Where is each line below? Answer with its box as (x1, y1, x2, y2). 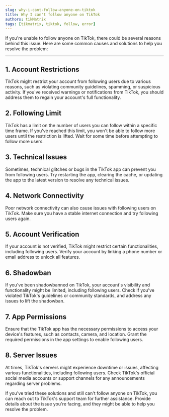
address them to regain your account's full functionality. (5, 94, 121, 100)
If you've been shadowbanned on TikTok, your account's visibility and (5, 282, 150, 288)
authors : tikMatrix (5, 17, 46, 22)
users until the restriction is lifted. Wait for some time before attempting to (5, 133, 158, 139)
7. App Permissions (5, 312, 67, 321)
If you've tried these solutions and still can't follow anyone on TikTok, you (5, 390, 157, 396)
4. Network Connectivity (5, 191, 84, 200)
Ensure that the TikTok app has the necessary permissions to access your (5, 326, 158, 332)
